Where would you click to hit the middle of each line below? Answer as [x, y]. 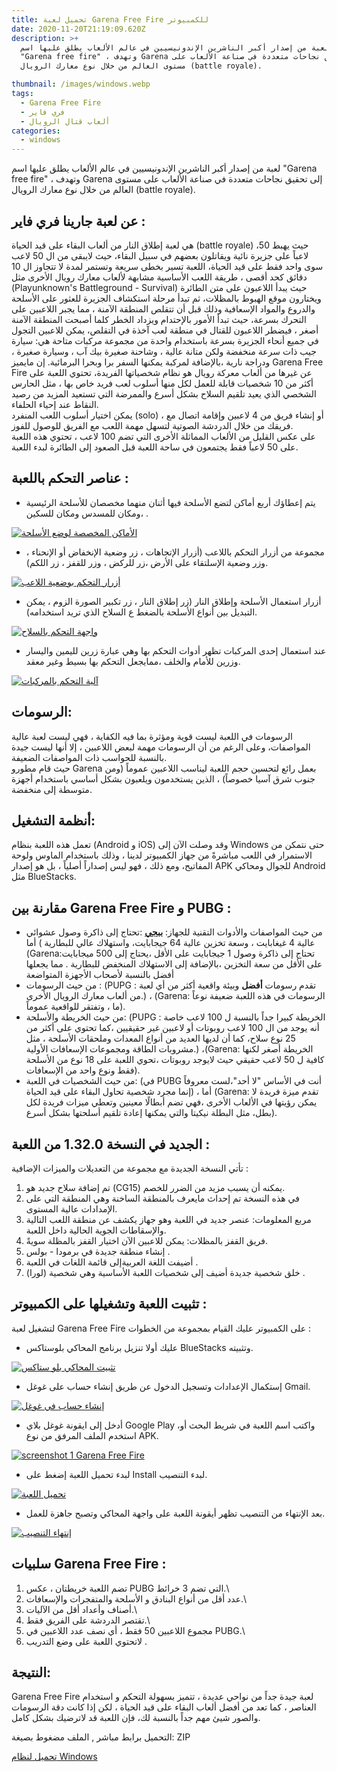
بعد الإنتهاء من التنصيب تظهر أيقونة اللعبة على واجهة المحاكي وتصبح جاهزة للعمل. [175, 1513]
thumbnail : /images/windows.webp [81, 84]
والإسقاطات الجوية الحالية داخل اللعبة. [96, 1230]
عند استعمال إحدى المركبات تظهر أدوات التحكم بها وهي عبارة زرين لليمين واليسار [176, 650]
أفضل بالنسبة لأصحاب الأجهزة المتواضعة [99, 975]
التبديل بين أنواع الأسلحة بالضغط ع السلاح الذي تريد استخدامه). [141, 612]
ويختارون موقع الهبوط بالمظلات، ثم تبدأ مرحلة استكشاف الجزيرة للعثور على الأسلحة [166, 298]
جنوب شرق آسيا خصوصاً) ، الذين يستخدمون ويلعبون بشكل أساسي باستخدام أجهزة [163, 778]
